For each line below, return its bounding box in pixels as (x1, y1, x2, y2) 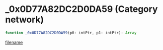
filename (5, 39, 23, 45)
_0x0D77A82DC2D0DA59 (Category (5, 3, 158, 15)
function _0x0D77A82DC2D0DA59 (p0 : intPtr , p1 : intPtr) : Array (5, 30, 137, 35)
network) (5, 14, 44, 25)
